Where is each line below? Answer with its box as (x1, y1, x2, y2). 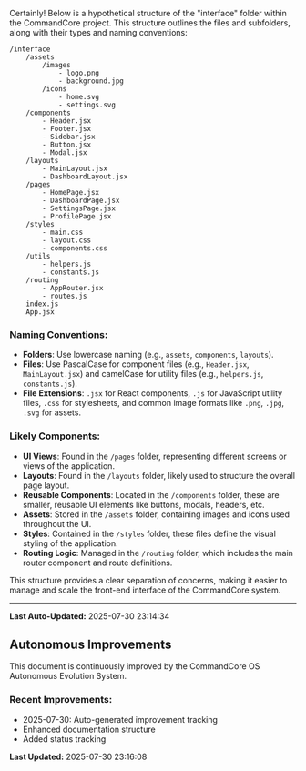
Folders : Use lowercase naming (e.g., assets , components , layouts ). (22, 350, 275, 360)
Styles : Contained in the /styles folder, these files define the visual (22, 528, 276, 539)
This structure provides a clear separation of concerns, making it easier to (9, 574, 288, 585)
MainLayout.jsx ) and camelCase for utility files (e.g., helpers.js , (22, 369, 264, 380)
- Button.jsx (42, 140, 92, 149)
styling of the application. (22, 537, 118, 549)
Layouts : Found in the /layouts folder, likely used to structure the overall (22, 470, 296, 481)
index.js (25, 299, 59, 309)
